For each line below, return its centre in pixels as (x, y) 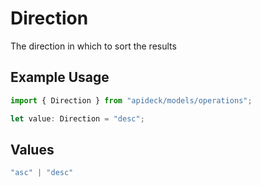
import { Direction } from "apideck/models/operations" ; (131, 100)
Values (32, 149)
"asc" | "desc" (42, 173)
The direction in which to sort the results (93, 46)
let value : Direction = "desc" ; (77, 118)
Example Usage (60, 77)
